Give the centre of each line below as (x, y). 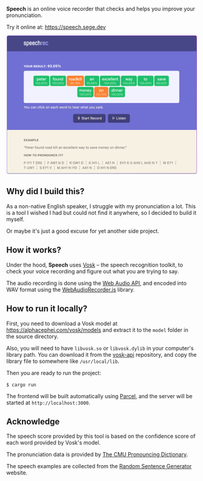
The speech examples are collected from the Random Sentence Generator (99, 466)
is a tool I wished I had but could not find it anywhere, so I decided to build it (101, 212)
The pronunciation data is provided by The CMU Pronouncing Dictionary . (97, 455)
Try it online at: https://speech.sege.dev (56, 27)
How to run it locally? (47, 309)
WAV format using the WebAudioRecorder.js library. (71, 289)
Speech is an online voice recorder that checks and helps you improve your (101, 9)
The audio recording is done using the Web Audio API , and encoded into (96, 283)
